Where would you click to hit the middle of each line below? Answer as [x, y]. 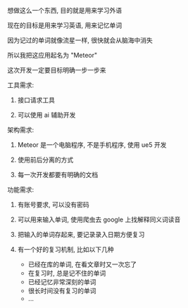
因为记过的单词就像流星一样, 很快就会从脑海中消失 [80, 40]
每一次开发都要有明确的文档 [58, 175]
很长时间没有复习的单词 [62, 291]
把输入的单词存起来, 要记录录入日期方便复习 [81, 235]
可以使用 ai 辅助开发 [46, 115]
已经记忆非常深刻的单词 [62, 282]
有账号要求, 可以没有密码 [53, 205]
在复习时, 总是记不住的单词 [67, 273]
